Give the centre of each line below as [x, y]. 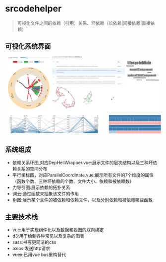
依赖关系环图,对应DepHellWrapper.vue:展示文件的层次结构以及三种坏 [83, 163]
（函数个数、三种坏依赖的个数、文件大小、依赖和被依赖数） [73, 181]
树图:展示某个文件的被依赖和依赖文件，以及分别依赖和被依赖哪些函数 [82, 200]
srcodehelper [33, 9]
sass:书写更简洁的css [34, 242]
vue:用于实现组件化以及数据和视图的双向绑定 [58, 230]
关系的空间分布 [32, 169]
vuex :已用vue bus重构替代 [39, 255]
